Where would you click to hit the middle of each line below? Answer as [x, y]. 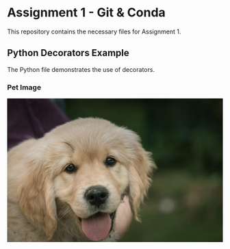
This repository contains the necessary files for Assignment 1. [94, 31]
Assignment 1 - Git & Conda [86, 13]
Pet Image [24, 87]
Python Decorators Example [68, 53]
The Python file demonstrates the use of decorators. [81, 69]
